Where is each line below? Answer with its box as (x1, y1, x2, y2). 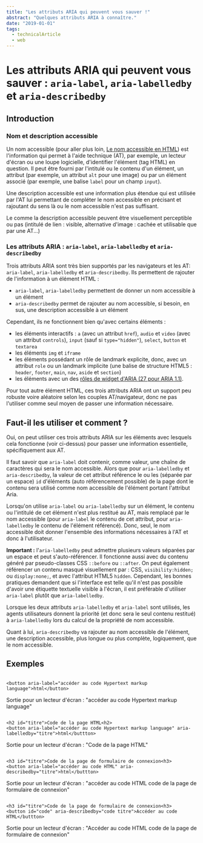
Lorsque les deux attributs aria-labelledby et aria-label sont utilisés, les (6, 603, 190, 611)
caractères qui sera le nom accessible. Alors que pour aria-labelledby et (6, 465, 190, 472)
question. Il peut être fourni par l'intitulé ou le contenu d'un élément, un (6, 165, 184, 172)
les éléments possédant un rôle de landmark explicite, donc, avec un (15, 356, 187, 363)
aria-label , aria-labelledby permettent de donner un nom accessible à (15, 287, 196, 294)
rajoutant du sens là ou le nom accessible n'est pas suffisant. (6, 202, 159, 210)
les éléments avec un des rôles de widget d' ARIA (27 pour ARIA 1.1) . (15, 375, 184, 383)
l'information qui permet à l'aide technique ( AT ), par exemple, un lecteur (6, 151, 187, 159)
